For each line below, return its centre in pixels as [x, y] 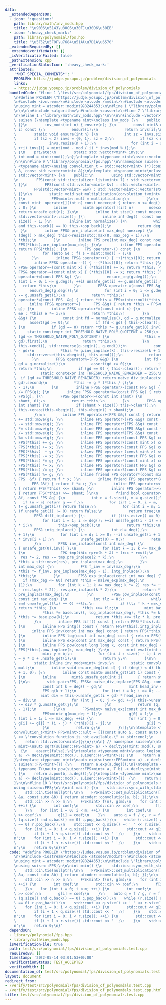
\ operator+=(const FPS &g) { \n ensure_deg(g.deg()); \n [85, 277]
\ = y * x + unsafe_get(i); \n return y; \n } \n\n [85, 659]
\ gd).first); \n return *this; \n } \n [82, 341]
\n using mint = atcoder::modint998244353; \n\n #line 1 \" [74, 106]
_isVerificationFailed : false [41, 56]
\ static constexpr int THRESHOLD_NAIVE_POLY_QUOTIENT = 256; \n [86, 332]
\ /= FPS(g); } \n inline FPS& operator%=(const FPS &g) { [83, 392]
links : [21, 83]
